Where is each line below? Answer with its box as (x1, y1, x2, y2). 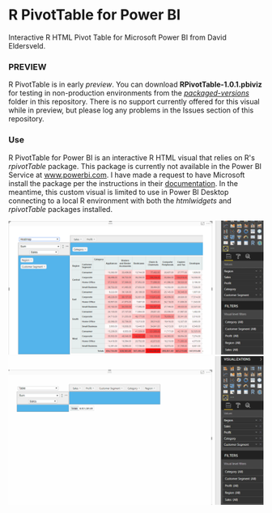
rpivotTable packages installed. (8, 204, 113, 214)
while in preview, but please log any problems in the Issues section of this (8, 105, 254, 115)
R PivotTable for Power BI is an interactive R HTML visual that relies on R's (8, 152, 255, 163)
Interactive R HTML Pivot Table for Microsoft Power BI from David (8, 32, 227, 42)
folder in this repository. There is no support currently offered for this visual (8, 97, 261, 107)
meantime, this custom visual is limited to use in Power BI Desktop (8, 187, 229, 197)
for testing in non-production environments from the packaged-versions (8, 88, 249, 98)
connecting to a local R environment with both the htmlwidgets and (8, 196, 232, 206)
